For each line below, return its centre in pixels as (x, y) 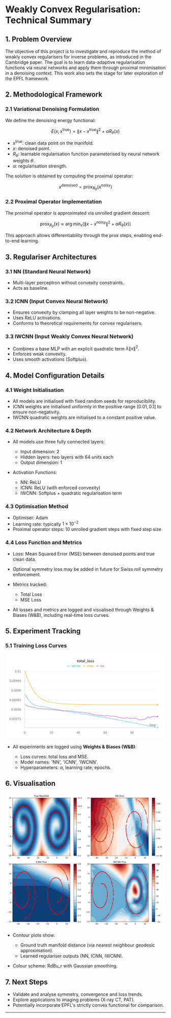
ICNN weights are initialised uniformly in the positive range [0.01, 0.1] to (87, 407)
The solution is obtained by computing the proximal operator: (69, 176)
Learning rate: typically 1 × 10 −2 (46, 523)
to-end (12, 241)
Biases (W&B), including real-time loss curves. (61, 615)
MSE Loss (31, 599)
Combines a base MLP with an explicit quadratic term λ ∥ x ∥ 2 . (76, 348)
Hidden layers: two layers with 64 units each (67, 457)
